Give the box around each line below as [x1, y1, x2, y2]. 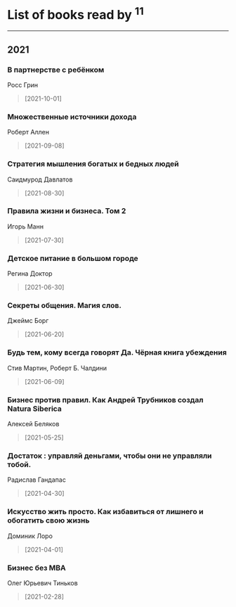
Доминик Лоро [7, 532, 53, 540]
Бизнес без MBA [7, 563, 67, 573]
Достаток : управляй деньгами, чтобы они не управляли [7, 451, 212, 461]
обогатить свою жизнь [7, 516, 90, 525]
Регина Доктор [7, 269, 53, 278]
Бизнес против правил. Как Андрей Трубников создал [7, 395, 204, 404]
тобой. [7, 459, 32, 469]
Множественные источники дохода [7, 112, 137, 122]
